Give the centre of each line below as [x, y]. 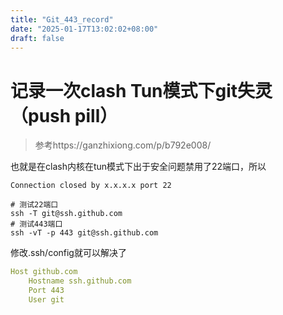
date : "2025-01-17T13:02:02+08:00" [84, 29]
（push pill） [64, 115]
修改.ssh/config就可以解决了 [68, 253]
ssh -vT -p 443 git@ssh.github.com [84, 233]
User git [46, 299]
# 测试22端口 [34, 205]
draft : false [37, 38]
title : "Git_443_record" [62, 19]
